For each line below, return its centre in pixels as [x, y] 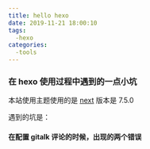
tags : [17, 30]
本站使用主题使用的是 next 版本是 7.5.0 [71, 101]
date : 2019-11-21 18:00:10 [53, 23]
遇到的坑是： [29, 117]
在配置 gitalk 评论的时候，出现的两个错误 [75, 136]
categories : [28, 45]
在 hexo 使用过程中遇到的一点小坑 [73, 82]
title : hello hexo [38, 15]
